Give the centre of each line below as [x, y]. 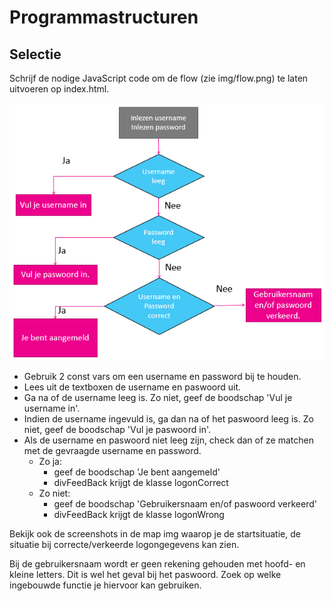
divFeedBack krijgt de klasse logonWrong [139, 515]
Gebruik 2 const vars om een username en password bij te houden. [162, 377]
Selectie [35, 54]
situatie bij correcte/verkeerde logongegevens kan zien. [124, 545]
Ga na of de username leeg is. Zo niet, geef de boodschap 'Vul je [158, 398]
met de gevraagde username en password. [112, 451]
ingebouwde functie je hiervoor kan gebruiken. [105, 585]
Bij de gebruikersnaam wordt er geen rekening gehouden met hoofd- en [157, 564]
